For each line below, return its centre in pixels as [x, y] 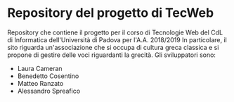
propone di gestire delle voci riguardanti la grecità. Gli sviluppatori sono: [112, 55]
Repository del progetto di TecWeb [111, 13]
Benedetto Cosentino [48, 76]
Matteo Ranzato [40, 83]
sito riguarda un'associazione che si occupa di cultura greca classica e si [113, 47]
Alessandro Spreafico [49, 91]
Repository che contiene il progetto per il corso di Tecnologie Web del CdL [115, 32]
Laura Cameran [40, 68]
